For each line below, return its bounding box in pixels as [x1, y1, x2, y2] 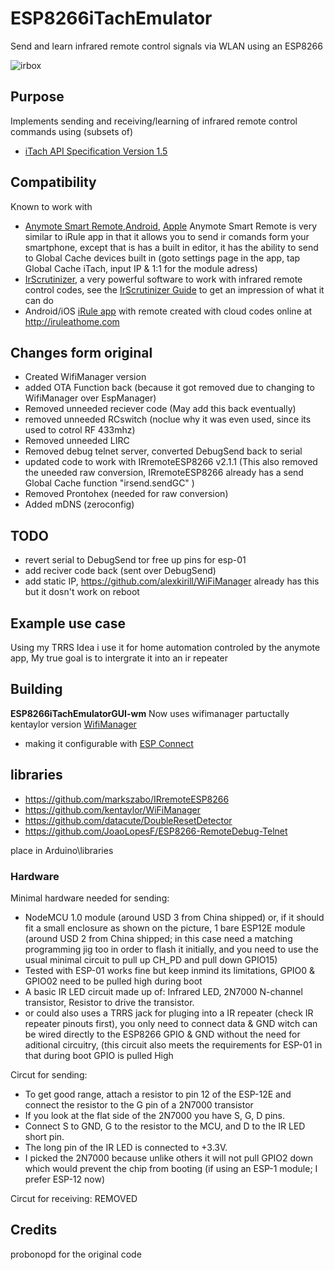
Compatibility [10, 174, 97, 191]
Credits [10, 1222, 58, 1239]
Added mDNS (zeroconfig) [24, 498, 135, 511]
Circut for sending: [10, 1068, 88, 1081]
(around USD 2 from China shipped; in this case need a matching [24, 932, 293, 944]
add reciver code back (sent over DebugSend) [24, 565, 217, 577]
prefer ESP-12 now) [24, 1173, 105, 1185]
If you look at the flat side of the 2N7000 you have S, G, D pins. [24, 1109, 286, 1121]
